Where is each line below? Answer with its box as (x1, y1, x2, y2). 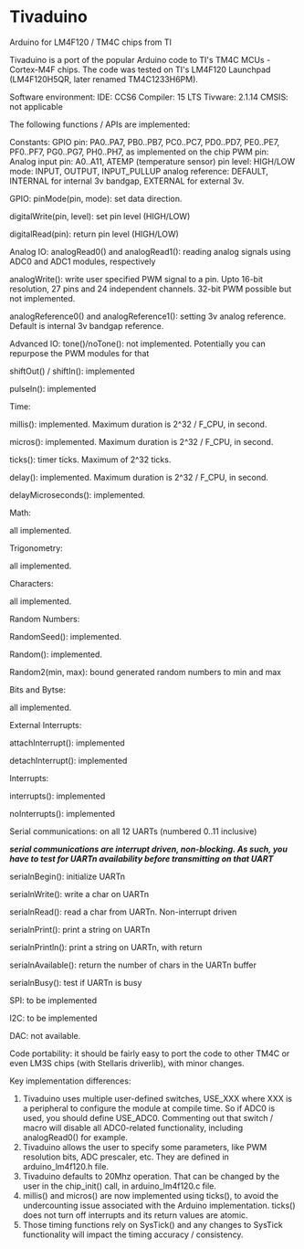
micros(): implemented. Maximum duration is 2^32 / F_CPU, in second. (9, 436, 274, 447)
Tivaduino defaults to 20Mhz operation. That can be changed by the (22, 1170, 280, 1181)
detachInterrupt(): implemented (9, 755, 128, 766)
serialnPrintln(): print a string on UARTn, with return (9, 941, 203, 952)
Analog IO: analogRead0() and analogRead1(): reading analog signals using (9, 246, 291, 257)
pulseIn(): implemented (9, 383, 97, 394)
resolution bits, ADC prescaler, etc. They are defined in (22, 1151, 230, 1162)
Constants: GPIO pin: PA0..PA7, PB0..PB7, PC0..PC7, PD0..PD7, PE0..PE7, (9, 136, 280, 147)
